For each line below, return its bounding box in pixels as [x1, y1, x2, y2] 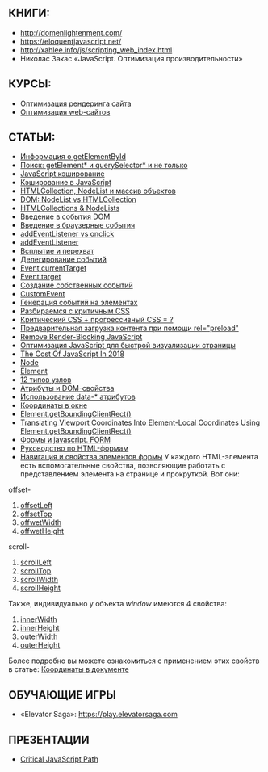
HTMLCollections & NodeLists [19, 203, 120, 213]
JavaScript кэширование [19, 169, 105, 178]
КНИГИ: [8, 6, 51, 20]
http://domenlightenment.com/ [19, 27, 123, 37]
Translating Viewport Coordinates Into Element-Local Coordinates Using [19, 417, 261, 427]
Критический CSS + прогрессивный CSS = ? [19, 315, 174, 325]
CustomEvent [19, 289, 65, 299]
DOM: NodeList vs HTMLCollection [19, 195, 137, 204]
